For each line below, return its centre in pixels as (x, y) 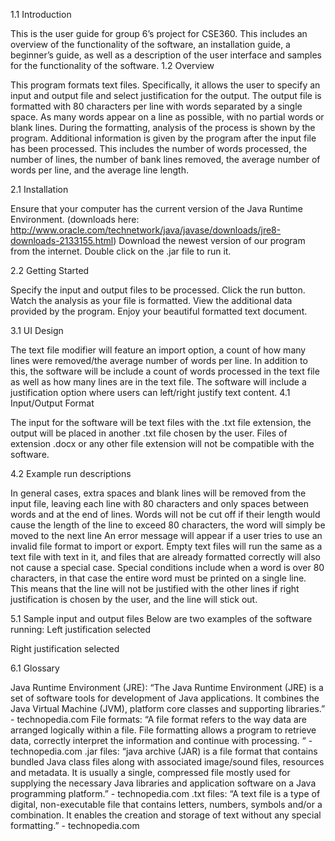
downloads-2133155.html (62, 240)
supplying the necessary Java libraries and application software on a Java (163, 783)
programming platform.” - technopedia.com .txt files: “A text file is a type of (165, 793)
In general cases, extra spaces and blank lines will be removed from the (158, 493)
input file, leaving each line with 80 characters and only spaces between (159, 503)
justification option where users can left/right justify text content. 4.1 (150, 392)
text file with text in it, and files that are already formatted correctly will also (165, 557)
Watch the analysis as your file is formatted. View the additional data (151, 300)
